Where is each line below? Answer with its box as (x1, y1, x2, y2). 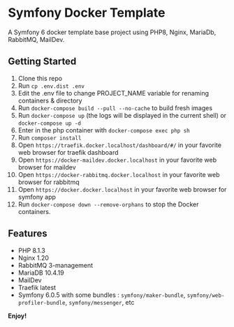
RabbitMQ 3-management (17, 261, 94, 269)
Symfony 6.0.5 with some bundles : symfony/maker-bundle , (17, 291, 186, 299)
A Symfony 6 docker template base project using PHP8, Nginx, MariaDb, (8, 28, 217, 36)
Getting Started (8, 56, 77, 68)
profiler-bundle (17, 299, 66, 306)
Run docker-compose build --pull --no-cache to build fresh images (17, 103, 212, 112)
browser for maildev (17, 162, 76, 172)
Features (8, 228, 47, 240)
